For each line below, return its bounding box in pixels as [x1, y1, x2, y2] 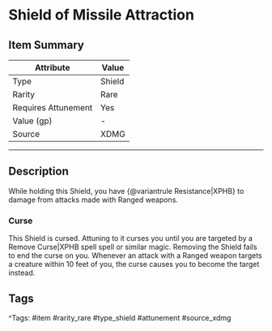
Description [8, 165, 69, 178]
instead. [8, 268, 36, 277]
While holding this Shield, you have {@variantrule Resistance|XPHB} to [8, 186, 244, 196]
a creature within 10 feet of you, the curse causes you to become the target [8, 260, 260, 269]
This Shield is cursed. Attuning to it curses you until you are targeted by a [8, 234, 253, 243]
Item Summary [8, 38, 85, 52]
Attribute [35, 62, 70, 73]
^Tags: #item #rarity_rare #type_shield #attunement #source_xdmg [8, 312, 232, 322]
